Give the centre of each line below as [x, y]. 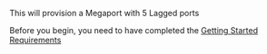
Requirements [35, 40]
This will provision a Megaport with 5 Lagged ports [104, 13]
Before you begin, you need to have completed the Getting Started [134, 30]
